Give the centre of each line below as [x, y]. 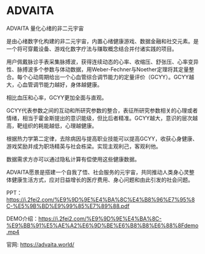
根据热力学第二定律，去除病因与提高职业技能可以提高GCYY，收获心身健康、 [102, 138]
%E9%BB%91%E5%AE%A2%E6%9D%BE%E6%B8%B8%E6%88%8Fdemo [103, 225]
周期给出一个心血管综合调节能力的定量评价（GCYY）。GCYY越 [116, 77]
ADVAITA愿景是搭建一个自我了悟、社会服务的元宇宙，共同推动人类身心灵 [98, 172]
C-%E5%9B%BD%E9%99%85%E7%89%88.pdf [68, 206]
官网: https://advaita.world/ [40, 244]
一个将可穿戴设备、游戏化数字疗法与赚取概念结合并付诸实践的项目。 [92, 49]
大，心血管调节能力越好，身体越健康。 [54, 84]
